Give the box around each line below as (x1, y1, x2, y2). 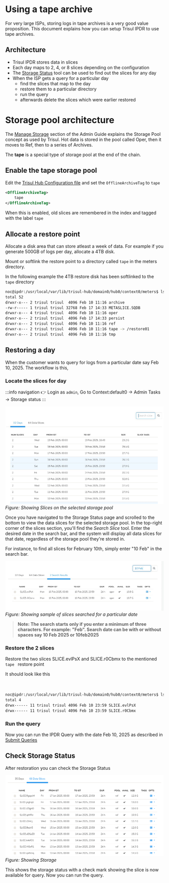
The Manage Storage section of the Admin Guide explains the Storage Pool (5, 131, 161, 137)
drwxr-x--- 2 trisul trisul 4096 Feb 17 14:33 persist (5, 316, 125, 321)
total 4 (5, 698, 22, 703)
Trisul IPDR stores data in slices (12, 59, 78, 65)
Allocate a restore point (5, 230, 80, 238)
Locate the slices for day (5, 377, 67, 384)
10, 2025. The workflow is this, (5, 365, 69, 371)
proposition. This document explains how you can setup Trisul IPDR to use (5, 25, 159, 31)
